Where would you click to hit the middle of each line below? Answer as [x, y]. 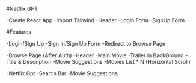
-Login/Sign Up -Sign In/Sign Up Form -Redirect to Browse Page [86, 44]
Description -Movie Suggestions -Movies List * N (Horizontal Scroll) [107, 62]
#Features [19, 32]
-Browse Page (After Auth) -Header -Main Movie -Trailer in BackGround [95, 55]
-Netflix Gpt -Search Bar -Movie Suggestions [62, 73]
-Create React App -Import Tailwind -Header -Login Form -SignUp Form [96, 20]
